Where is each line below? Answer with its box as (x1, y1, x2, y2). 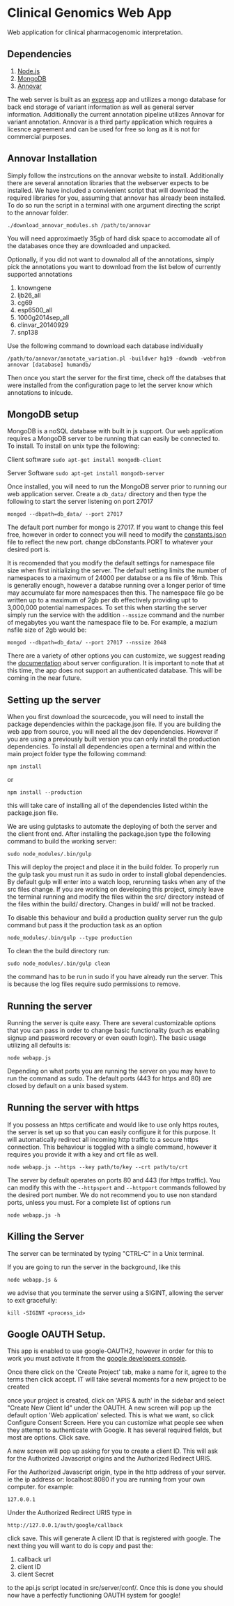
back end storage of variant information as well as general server (7, 103, 194, 111)
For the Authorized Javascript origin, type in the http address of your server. (7, 1468, 226, 1476)
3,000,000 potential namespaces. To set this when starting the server (7, 603, 208, 612)
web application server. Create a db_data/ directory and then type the (7, 490, 207, 498)
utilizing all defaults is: (7, 1041, 71, 1049)
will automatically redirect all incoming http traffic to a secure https (7, 1135, 198, 1143)
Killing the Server (7, 1231, 85, 1243)
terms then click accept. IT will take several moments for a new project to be (7, 1375, 226, 1384)
